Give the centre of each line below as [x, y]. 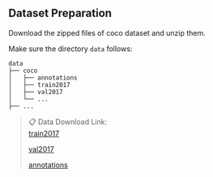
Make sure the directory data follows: [70, 49]
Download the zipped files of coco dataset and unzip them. [107, 32]
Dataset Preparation [60, 13]
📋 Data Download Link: [68, 122]
